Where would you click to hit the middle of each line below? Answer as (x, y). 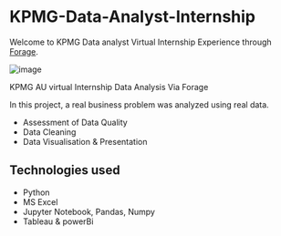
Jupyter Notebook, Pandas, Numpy (88, 211)
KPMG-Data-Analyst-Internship (132, 17)
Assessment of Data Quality (75, 122)
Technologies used (65, 170)
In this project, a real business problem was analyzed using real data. (139, 104)
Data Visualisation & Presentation (85, 141)
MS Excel (40, 201)
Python (36, 192)
